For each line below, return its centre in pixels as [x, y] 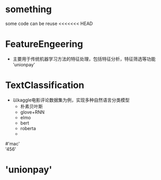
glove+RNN [32, 112]
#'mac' [13, 143]
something [29, 9]
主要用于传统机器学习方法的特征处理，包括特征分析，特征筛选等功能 [84, 59]
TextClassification [45, 85]
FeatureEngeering [44, 44]
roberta [28, 128]
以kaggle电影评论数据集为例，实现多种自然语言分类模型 [71, 100]
